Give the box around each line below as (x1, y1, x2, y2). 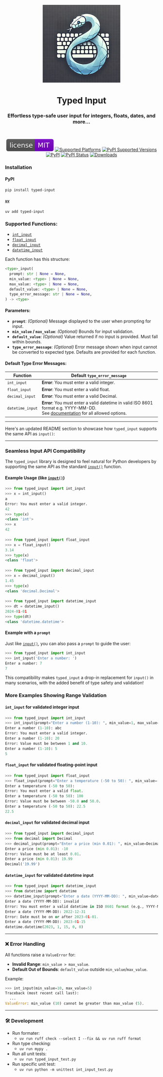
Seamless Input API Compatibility (5, 447, 86, 454)
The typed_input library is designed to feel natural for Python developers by (5, 458, 157, 464)
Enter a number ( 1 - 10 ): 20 (5, 736, 60, 741)
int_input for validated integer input (5, 704, 80, 710)
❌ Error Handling (5, 940, 45, 947)
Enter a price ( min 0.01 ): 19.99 (5, 856, 73, 862)
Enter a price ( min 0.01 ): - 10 (5, 846, 68, 851)
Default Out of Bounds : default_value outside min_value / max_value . (12, 966, 148, 972)
